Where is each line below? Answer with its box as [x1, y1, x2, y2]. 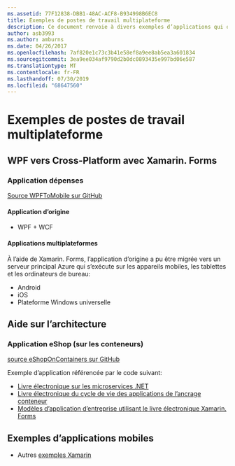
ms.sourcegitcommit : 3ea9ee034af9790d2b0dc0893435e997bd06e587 [7, 56, 196, 63]
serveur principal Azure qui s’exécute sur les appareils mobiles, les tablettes [7, 262, 227, 270]
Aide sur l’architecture [7, 318, 107, 330]
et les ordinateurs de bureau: [7, 269, 91, 278]
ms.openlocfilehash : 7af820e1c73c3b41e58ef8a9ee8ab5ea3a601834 [7, 50, 196, 57]
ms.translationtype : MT [7, 62, 77, 69]
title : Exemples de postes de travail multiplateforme [7, 17, 171, 24]
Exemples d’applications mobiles [7, 432, 154, 444]
